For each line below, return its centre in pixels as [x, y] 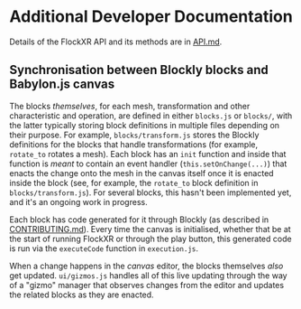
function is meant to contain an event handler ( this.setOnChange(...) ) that [148, 164]
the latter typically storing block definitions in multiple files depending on [145, 125]
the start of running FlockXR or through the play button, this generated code [150, 239]
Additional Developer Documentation [151, 17]
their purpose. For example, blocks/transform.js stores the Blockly [134, 135]
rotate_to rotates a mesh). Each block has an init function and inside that [148, 154]
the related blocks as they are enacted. [82, 295]
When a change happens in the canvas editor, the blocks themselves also [146, 266]
